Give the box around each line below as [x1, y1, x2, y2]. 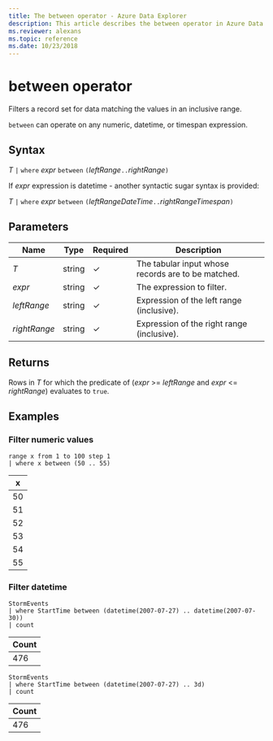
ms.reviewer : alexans [8, 27, 82, 35]
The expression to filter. [136, 281, 227, 293]
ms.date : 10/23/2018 [8, 42, 79, 50]
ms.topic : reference [8, 34, 79, 43]
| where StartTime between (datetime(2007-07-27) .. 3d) [8, 681, 206, 689]
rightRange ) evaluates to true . [8, 386, 110, 395]
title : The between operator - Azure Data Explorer [8, 11, 187, 20]
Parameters [8, 220, 69, 234]
